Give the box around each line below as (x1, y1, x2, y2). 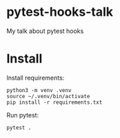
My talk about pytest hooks (6, 27, 84, 35)
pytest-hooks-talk (6, 4, 113, 20)
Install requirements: (6, 73, 65, 82)
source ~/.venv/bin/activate (6, 93, 90, 100)
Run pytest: (6, 111, 39, 119)
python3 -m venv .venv (6, 87, 72, 93)
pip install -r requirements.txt (6, 99, 103, 106)
